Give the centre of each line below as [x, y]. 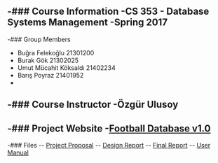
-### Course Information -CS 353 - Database [108, 12]
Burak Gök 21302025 [48, 60]
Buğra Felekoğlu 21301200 [56, 52]
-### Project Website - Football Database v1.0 [109, 128]
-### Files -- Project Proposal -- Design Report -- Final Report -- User [109, 146]
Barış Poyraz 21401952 [50, 75]
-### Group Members [39, 39]
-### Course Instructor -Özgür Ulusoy [93, 105]
